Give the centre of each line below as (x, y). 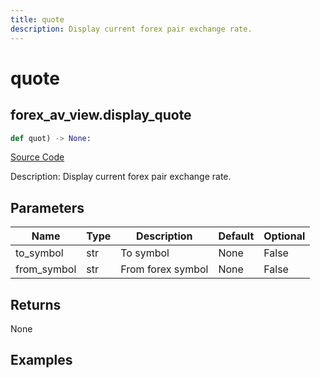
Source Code (37, 157)
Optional (284, 236)
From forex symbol (164, 269)
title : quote (37, 19)
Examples (41, 360)
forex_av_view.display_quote (101, 115)
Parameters (47, 207)
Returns (36, 304)
